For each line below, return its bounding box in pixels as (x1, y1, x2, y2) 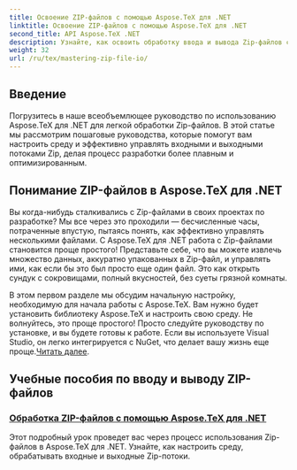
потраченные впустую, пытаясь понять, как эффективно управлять (9, 225, 264, 235)
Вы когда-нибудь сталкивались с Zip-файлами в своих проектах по (9, 206, 265, 217)
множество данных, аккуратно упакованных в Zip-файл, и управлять (9, 253, 271, 264)
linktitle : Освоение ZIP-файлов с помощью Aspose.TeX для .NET (9, 21, 247, 30)
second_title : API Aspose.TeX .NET (9, 29, 141, 38)
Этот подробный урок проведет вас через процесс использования (9, 432, 263, 443)
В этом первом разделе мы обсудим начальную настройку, (9, 289, 236, 300)
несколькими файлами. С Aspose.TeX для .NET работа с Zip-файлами (9, 235, 273, 245)
